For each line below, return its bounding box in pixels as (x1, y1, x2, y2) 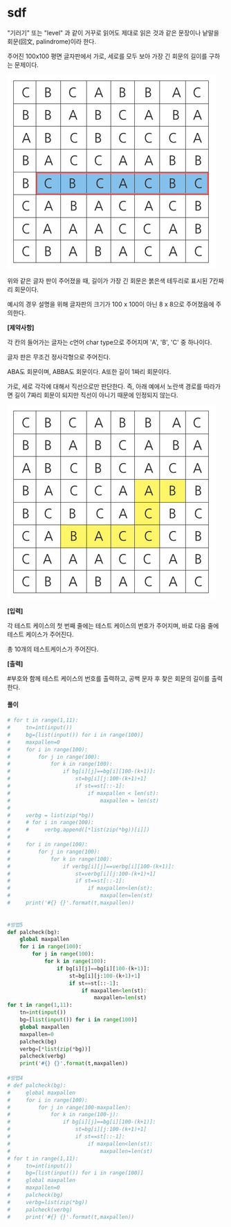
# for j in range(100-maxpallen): (7, 1104, 131, 1111)
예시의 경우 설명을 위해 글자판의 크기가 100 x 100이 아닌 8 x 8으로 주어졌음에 (7, 300, 214, 308)
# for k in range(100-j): (7, 1111, 119, 1118)
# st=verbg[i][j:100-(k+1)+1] (7, 870, 156, 877)
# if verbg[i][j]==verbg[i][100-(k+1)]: (7, 863, 175, 870)
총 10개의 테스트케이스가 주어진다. (7, 645, 99, 653)
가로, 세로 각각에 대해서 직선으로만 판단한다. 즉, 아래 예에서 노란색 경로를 (7, 382, 203, 391)
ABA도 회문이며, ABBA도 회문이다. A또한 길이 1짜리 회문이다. (7, 367, 172, 375)
